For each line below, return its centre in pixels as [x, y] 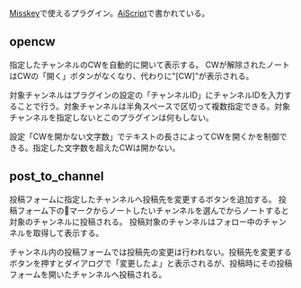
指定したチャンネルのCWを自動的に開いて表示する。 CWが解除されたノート [150, 65]
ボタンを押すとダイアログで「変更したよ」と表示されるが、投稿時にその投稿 [151, 263]
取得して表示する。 [68, 232]
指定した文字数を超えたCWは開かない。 [106, 147]
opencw [32, 42]
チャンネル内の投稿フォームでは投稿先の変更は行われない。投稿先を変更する [150, 252]
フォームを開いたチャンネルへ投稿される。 [88, 274]
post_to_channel [57, 176]
